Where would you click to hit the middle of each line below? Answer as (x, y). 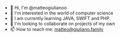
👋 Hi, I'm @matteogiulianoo (38, 8)
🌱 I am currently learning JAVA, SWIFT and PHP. (60, 18)
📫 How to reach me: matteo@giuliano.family (57, 29)
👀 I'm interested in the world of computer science (62, 13)
